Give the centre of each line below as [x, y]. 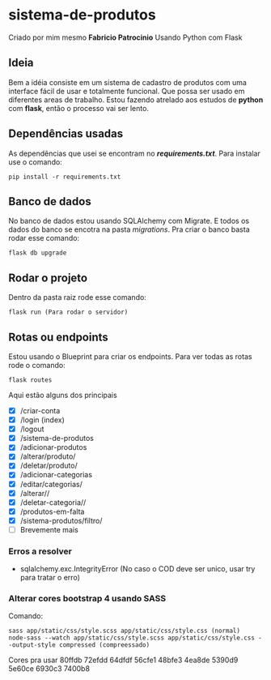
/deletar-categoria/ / [53, 502]
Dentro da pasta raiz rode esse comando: [78, 297]
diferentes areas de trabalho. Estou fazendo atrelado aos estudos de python [136, 100]
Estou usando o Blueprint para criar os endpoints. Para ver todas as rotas [130, 357]
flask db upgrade [38, 253]
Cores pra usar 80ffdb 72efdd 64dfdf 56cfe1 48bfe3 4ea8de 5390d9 [123, 660]
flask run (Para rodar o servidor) [68, 312]
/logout [32, 429]
